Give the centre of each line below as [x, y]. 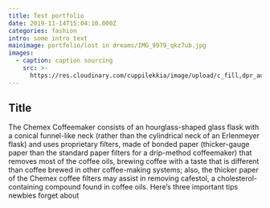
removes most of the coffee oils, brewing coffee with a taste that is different [134, 161]
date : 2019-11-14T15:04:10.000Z [62, 23]
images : [21, 53]
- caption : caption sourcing [64, 61]
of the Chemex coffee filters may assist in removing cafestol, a [112, 178]
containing [26, 187]
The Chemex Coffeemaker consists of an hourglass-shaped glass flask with [134, 127]
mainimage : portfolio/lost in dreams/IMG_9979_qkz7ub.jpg [107, 46]
